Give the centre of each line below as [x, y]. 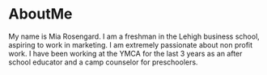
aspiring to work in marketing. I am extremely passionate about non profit [131, 44]
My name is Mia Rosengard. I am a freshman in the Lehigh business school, [134, 36]
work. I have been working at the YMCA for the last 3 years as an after [125, 53]
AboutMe [40, 14]
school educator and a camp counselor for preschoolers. [103, 62]
